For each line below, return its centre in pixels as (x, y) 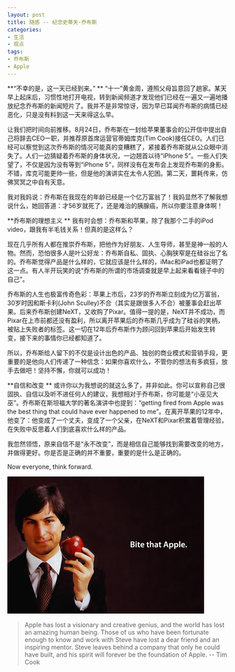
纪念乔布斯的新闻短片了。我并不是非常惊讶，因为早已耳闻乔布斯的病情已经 (120, 106)
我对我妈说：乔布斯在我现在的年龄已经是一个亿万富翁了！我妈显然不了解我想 (117, 197)
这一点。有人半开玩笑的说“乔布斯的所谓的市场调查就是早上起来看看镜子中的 (116, 270)
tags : (15, 52)
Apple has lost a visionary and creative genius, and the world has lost (124, 624)
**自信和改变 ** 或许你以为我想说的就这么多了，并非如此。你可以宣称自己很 (116, 385)
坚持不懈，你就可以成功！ (74, 370)
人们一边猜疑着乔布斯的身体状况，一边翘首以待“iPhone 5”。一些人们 (124, 156)
